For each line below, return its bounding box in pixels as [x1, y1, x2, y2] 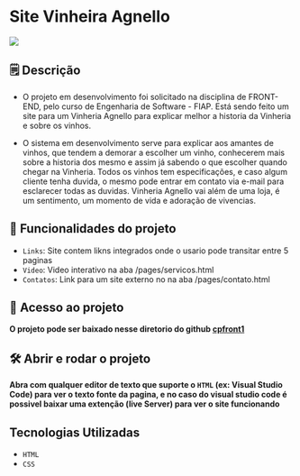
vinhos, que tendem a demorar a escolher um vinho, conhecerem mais [22, 147, 286, 158]
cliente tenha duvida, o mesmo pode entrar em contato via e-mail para [22, 176, 285, 187]
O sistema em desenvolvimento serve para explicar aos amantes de [22, 137, 275, 148]
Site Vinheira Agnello [9, 6, 171, 27]
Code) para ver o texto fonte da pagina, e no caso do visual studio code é [9, 389, 287, 400]
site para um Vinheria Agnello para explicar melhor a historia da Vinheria [22, 110, 291, 121]
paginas [22, 254, 52, 265]
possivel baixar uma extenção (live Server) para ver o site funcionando [9, 398, 280, 409]
